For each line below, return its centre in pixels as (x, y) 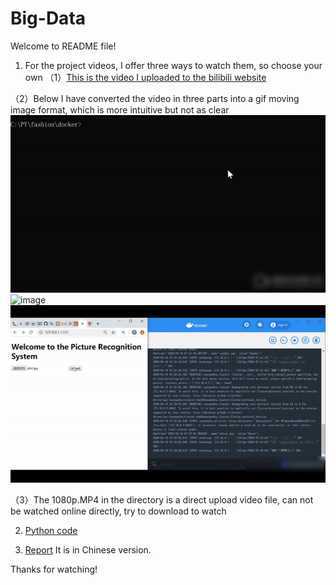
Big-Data (48, 18)
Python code (51, 530)
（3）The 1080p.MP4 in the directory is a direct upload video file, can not (162, 499)
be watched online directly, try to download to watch (118, 511)
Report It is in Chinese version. (88, 549)
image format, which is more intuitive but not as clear (120, 109)
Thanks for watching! (54, 569)
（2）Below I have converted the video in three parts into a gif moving (155, 98)
